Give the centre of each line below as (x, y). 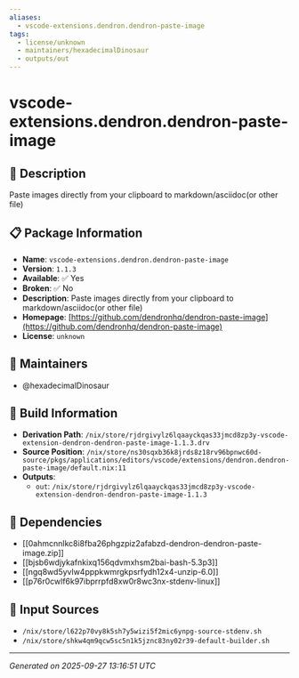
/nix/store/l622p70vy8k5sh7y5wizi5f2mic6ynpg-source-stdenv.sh (142, 632)
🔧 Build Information (64, 413)
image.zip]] (43, 553)
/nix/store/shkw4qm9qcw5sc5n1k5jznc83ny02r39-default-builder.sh (145, 642)
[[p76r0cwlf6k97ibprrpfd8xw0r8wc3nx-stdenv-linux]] (121, 581)
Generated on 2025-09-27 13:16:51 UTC (82, 666)
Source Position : (53, 452)
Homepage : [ (47, 317)
